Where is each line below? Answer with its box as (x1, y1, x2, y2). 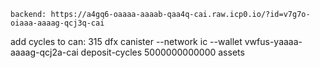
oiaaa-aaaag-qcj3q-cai (10, 18, 105, 28)
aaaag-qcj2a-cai (10, 46, 79, 58)
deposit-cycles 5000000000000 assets (80, 46, 245, 58)
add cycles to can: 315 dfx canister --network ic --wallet (10, 36, 243, 47)
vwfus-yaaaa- (244, 36, 303, 47)
